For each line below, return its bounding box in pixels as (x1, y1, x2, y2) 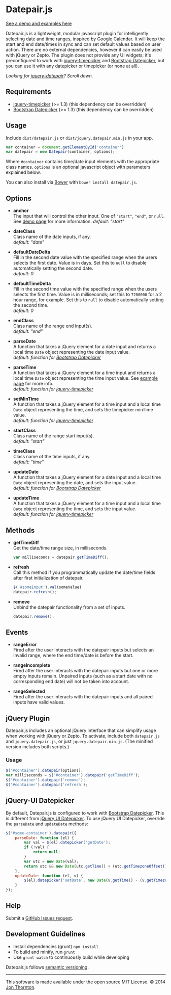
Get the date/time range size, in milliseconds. (13, 544, 108, 551)
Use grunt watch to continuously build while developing (13, 954, 130, 960)
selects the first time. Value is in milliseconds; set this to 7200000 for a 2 (13, 292, 162, 298)
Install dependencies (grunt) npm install (13, 943, 98, 949)
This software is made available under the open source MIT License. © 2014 (6, 979, 165, 985)
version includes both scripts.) (6, 744, 70, 750)
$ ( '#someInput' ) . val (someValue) (13, 585, 82, 590)
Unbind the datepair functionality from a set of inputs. (13, 604, 126, 610)
